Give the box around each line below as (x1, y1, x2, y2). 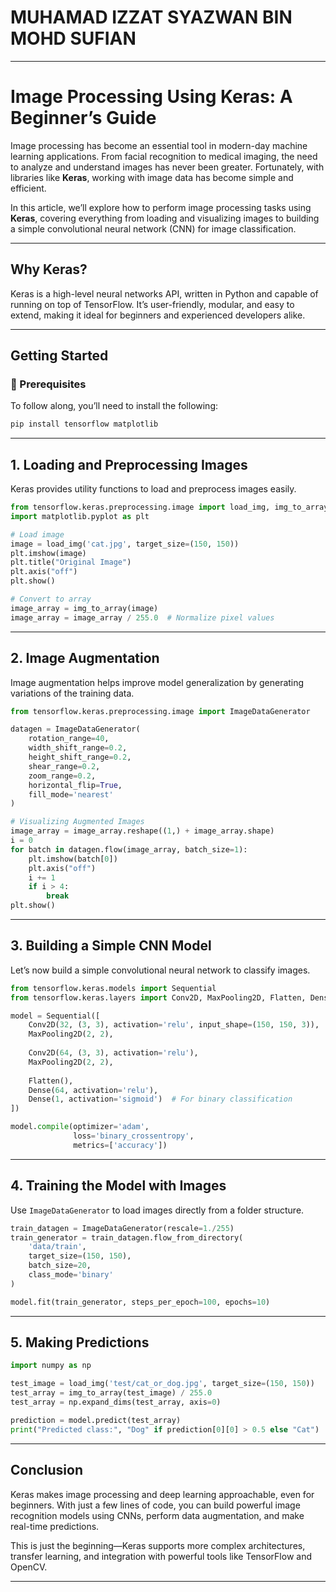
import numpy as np (10, 1361, 92, 1371)
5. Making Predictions (10, 1334, 150, 1351)
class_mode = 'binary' (28, 1270, 114, 1280)
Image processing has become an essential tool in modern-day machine (10, 139, 308, 151)
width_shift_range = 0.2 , (28, 743, 128, 753)
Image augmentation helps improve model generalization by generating (10, 676, 305, 688)
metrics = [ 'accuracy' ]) (73, 1140, 168, 1150)
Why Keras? (10, 261, 88, 278)
